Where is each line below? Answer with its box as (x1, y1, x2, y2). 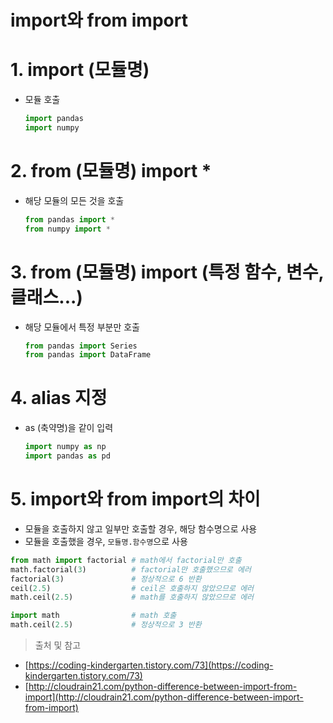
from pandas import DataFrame (24, 350, 152, 360)
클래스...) (10, 286, 83, 308)
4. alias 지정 (10, 387, 108, 410)
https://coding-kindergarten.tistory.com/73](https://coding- (28, 659, 274, 671)
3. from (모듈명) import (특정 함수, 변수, (10, 261, 324, 283)
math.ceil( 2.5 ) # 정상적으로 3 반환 (10, 620, 202, 630)
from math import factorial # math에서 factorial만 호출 (10, 555, 242, 565)
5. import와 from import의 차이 (10, 488, 261, 511)
